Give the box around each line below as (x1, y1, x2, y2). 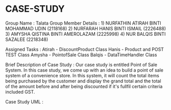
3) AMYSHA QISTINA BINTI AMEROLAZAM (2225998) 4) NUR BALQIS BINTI (5, 31, 166, 37)
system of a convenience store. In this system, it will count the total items (5, 72, 159, 78)
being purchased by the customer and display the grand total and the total (5, 78, 162, 84)
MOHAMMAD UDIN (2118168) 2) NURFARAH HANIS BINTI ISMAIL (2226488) (5, 25, 166, 31)
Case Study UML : (5, 98, 43, 105)
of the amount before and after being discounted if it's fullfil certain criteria (5, 83, 163, 90)
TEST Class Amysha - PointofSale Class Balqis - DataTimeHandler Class (5, 52, 157, 58)
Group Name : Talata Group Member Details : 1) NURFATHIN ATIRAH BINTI (5, 20, 161, 26)
